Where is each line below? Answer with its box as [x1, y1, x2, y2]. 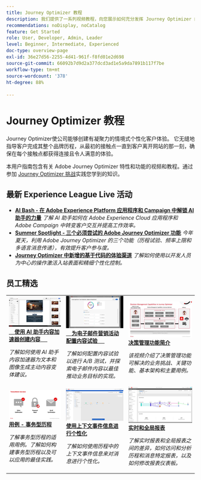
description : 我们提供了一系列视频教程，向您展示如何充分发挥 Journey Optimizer [6, 16, 192, 22]
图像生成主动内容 [8, 364, 51, 371]
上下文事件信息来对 [65, 450, 114, 457]
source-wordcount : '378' [6, 73, 68, 79]
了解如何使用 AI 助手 [8, 349, 59, 356]
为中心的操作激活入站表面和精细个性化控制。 [14, 259, 126, 266]
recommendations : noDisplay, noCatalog [6, 22, 106, 28]
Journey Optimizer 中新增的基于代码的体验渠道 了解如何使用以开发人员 [14, 251, 191, 259]
